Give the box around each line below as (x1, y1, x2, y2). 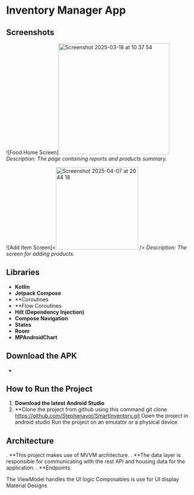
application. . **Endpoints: (6, 464, 72, 471)
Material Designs (6, 482, 47, 489)
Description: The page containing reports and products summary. (6, 155, 167, 162)
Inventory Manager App (6, 4, 126, 17)
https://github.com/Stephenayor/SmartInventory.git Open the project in (14, 412, 189, 420)
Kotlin (14, 283, 30, 290)
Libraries (6, 267, 40, 278)
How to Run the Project (6, 384, 93, 394)
